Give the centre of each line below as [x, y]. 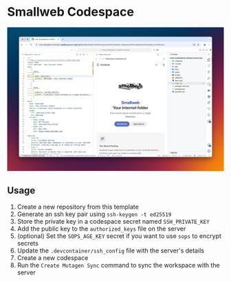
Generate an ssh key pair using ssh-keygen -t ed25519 [94, 214]
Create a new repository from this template [78, 207]
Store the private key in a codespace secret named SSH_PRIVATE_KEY [113, 221]
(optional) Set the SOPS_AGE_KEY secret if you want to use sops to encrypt [119, 236]
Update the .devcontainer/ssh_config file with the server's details [111, 250]
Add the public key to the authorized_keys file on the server [101, 228]
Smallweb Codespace [70, 12]
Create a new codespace [53, 257]
